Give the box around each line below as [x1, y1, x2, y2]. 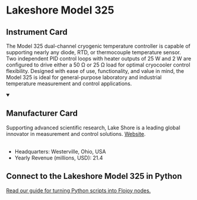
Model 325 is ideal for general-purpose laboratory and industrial [6, 74, 162, 81]
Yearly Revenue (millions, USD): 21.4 [14, 154, 103, 161]
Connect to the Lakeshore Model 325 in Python [6, 171, 182, 181]
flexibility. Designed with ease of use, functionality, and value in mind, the [6, 68, 184, 74]
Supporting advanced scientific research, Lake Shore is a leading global [6, 124, 181, 131]
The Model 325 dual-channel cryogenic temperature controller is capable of [6, 42, 191, 49]
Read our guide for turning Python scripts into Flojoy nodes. [6, 186, 151, 194]
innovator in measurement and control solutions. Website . [6, 130, 146, 137]
